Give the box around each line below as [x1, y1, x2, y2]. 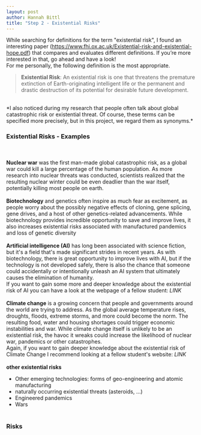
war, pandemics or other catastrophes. [6, 338, 102, 345]
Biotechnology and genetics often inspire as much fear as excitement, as [6, 197, 188, 205]
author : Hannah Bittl [6, 14, 61, 20]
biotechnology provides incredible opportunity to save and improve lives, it [6, 216, 191, 223]
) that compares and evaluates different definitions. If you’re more [28, 49, 191, 57]
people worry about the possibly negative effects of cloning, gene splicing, [6, 203, 192, 211]
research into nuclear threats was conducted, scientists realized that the [6, 171, 185, 179]
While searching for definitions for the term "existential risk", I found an [6, 37, 182, 44]
